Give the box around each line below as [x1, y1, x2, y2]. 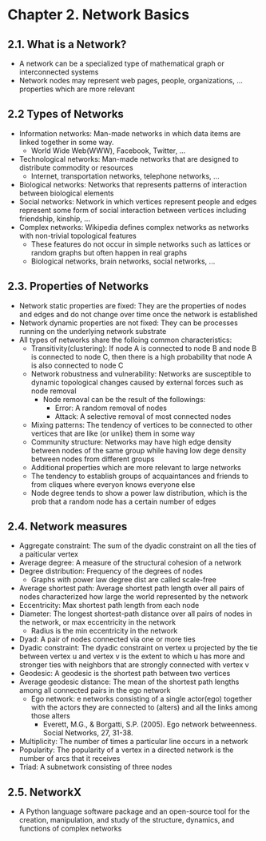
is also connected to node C [30, 360, 124, 370]
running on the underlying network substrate [18, 326, 167, 336]
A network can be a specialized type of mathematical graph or [18, 58, 224, 68]
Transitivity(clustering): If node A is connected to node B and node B [30, 343, 257, 353]
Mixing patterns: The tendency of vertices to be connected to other [30, 420, 253, 429]
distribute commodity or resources [18, 163, 133, 172]
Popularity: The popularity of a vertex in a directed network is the [18, 745, 234, 754]
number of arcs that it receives [18, 754, 121, 763]
